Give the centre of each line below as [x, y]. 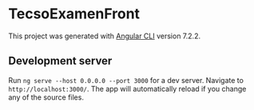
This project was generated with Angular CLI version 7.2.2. [105, 36]
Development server [60, 61]
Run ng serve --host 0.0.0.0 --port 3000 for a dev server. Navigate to [126, 80]
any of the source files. [46, 97]
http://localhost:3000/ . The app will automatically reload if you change [127, 88]
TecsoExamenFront [74, 14]
